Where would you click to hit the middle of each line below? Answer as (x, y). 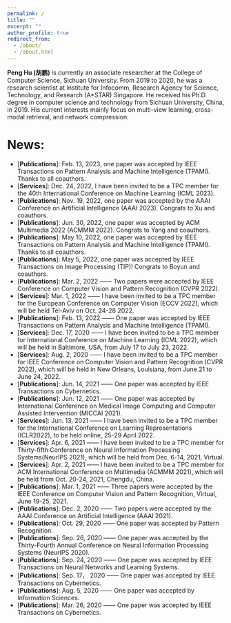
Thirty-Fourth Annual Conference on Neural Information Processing (113, 545)
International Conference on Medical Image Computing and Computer (116, 406)
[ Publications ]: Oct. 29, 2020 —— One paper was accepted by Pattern (118, 523)
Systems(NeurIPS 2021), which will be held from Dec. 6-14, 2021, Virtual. (120, 457)
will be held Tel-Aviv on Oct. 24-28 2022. (76, 310)
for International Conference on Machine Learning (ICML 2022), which (117, 339)
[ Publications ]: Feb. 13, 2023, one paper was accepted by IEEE (107, 164)
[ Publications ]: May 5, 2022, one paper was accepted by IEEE (106, 259)
